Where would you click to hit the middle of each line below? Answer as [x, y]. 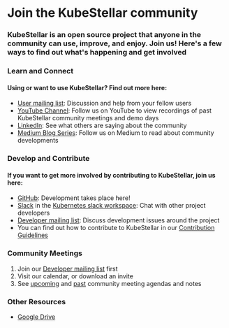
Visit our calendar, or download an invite [75, 276]
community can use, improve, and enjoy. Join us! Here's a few [114, 43]
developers [34, 213]
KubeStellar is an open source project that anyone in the [104, 35]
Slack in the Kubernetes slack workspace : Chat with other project [111, 206]
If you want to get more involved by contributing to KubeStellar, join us [111, 175]
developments [38, 141]
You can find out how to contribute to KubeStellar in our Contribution [116, 228]
